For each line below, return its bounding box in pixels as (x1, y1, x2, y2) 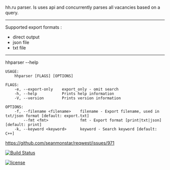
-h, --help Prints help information (14, 91, 114, 96)
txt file (12, 45, 26, 51)
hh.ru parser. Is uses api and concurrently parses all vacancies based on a (5, 5, 160, 10)
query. (5, 10, 19, 16)
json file (12, 39, 29, 45)
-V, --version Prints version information (14, 96, 121, 101)
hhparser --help (5, 59, 39, 65)
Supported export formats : (5, 24, 62, 30)
